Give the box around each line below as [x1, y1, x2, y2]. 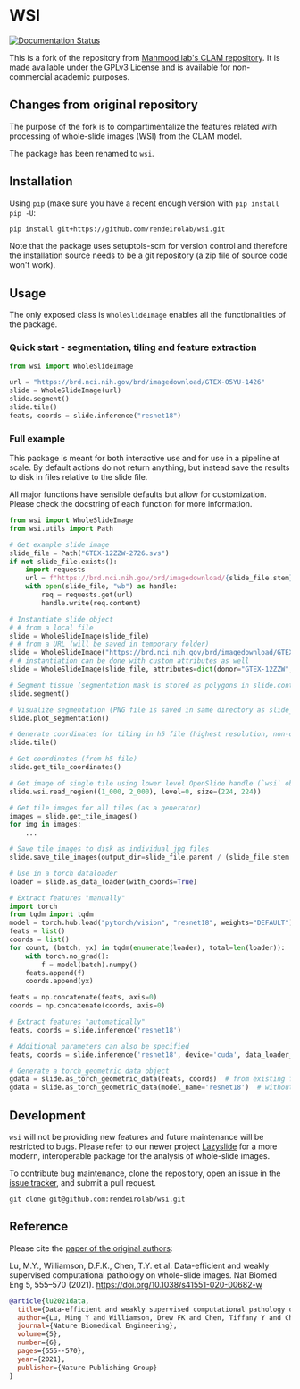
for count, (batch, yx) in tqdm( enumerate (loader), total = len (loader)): [9, 943, 286, 952]
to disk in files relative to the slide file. [9, 472, 148, 483]
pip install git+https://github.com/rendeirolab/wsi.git [9, 225, 226, 234]
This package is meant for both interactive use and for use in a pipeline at [9, 453, 280, 464]
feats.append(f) [25, 968, 87, 977]
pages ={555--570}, [17, 1347, 87, 1356]
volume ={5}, [17, 1330, 62, 1339]
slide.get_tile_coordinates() [9, 763, 122, 772]
